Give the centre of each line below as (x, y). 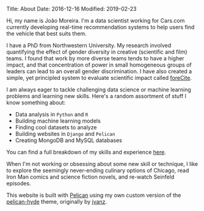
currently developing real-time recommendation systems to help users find (100, 27)
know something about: (36, 102)
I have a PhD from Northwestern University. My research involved (89, 45)
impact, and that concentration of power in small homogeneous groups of (99, 65)
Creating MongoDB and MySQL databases (68, 140)
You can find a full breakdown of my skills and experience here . (86, 152)
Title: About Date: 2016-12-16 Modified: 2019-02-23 (71, 9)
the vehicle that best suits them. (46, 34)
